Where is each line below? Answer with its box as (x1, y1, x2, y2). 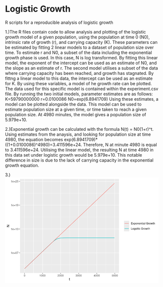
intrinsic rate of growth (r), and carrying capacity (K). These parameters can (5, 39, 158, 45)
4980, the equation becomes (5, 136, 63, 142)
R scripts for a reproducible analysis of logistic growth (5, 19, 113, 25)
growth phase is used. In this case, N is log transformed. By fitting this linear (5, 54, 158, 60)
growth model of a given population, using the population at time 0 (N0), (5, 34, 150, 40)
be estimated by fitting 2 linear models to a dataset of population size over (5, 44, 154, 50)
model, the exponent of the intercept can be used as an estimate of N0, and (5, 60, 157, 66)
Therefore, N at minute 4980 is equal (83, 142, 157, 147)
